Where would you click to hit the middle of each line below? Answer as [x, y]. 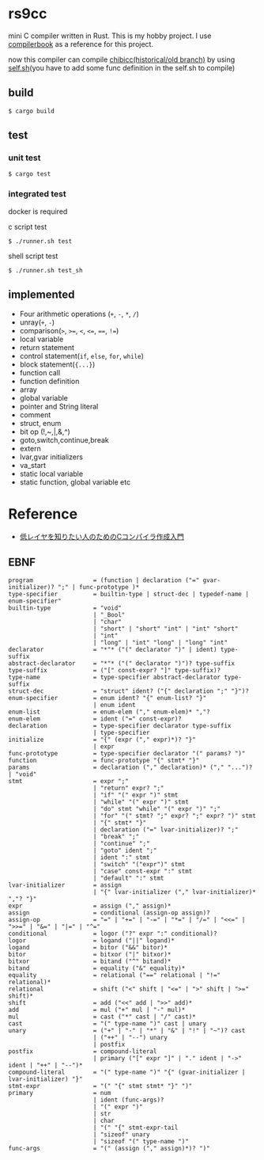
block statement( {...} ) [57, 364]
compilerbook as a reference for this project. [81, 44]
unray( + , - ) [37, 322]
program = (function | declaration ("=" [104, 580]
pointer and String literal [59, 406]
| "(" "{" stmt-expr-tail [136, 1128]
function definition [49, 381]
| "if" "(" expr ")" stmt [136, 795]
